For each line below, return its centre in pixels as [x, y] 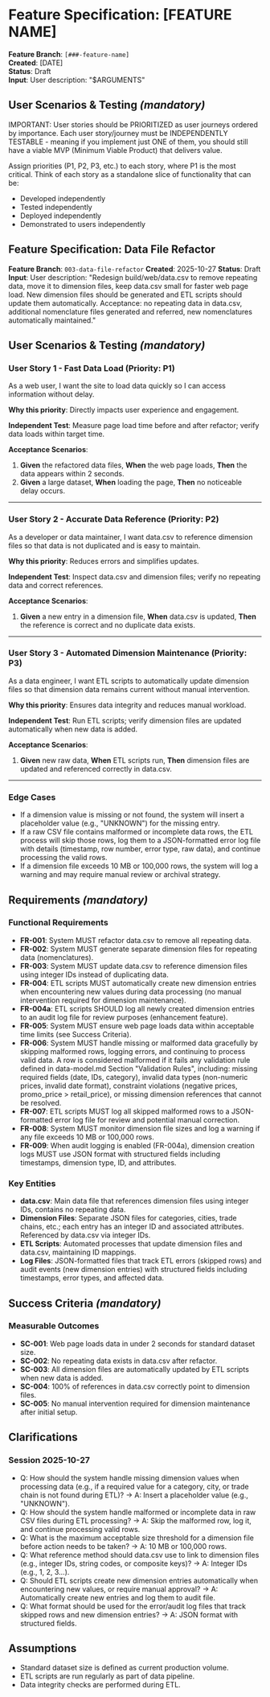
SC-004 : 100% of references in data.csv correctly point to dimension [135, 1386]
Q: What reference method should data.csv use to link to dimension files [139, 1555]
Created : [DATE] [36, 63]
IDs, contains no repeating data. [73, 1209]
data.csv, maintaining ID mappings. [78, 1252]
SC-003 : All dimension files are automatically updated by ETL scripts [134, 1369]
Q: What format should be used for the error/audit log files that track [133, 1606]
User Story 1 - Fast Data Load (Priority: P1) [92, 368]
